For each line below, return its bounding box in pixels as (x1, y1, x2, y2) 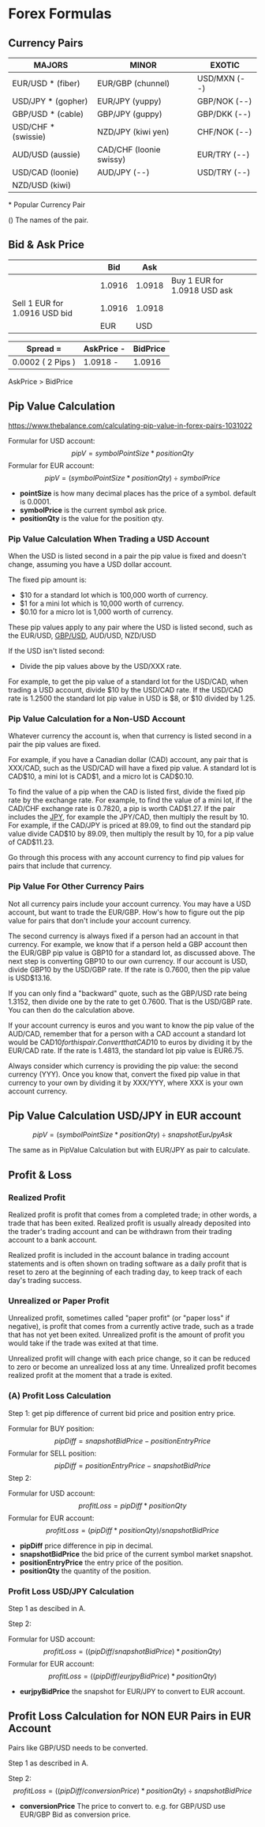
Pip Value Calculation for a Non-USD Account (8, 713, 185, 724)
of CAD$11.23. (8, 837, 54, 847)
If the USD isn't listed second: (8, 646, 105, 655)
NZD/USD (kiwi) (12, 179, 71, 191)
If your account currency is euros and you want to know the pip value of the (8, 1021, 255, 1030)
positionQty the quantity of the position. (19, 1566, 151, 1576)
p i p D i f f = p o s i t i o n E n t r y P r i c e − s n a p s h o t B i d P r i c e (54, 1460, 211, 1470)
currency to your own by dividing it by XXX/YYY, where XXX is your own (8, 1078, 244, 1087)
